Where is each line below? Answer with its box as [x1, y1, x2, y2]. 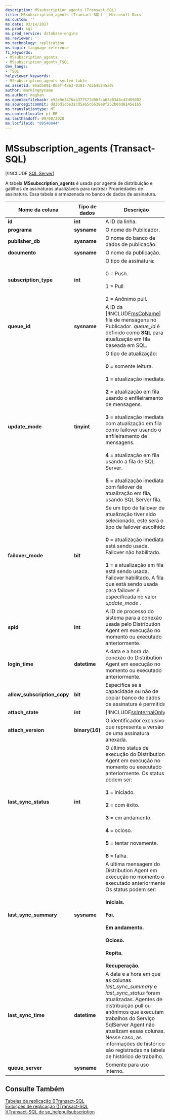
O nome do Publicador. [105, 226, 160, 233]
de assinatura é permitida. [105, 700, 167, 708]
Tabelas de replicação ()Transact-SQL [5, 1098, 85, 1104]
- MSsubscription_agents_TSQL [5, 59, 69, 65]
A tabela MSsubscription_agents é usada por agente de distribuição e [5, 180, 153, 186]
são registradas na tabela [105, 1046, 165, 1053]
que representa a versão [105, 723, 163, 730]
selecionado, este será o [105, 517, 163, 524]
